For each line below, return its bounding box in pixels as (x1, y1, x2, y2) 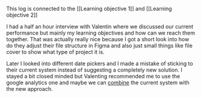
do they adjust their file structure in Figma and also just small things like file (6, 42, 193, 49)
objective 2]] (6, 11, 38, 19)
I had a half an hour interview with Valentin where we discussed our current (6, 23, 194, 30)
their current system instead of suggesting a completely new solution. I (6, 66, 182, 73)
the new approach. (6, 85, 53, 92)
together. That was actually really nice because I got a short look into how (6, 36, 190, 42)
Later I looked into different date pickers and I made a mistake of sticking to (6, 60, 194, 67)
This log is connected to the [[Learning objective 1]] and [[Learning (6, 5, 173, 12)
